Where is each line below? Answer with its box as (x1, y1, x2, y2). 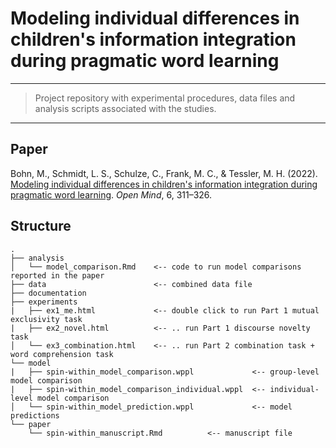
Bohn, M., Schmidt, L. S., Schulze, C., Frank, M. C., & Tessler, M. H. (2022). (10, 167, 318, 179)
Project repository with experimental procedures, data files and (34, 92, 296, 104)
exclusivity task (10, 314, 83, 324)
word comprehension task (10, 349, 114, 359)
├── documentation (10, 288, 87, 298)
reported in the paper (10, 270, 105, 281)
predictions (10, 410, 60, 421)
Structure (10, 218, 72, 235)
